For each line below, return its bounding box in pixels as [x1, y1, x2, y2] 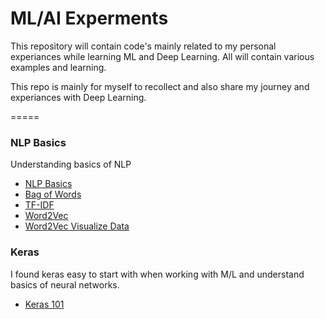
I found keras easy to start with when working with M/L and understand [10, 268, 305, 280]
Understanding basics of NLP [10, 158, 132, 171]
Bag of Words [24, 188, 82, 201]
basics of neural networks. [10, 278, 120, 291]
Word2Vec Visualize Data [24, 220, 130, 232]
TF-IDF [24, 199, 55, 211]
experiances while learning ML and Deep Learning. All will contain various [10, 50, 315, 62]
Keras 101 [24, 298, 65, 310]
